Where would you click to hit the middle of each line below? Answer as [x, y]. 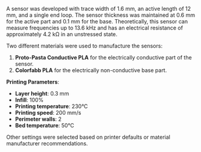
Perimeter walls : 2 [38, 119]
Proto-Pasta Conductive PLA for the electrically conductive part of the [103, 57]
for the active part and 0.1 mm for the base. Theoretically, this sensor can [97, 21]
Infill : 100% [29, 100]
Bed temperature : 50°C [44, 125]
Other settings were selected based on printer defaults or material [88, 137]
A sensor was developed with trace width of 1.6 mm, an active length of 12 [99, 9]
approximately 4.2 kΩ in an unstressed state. [62, 34]
